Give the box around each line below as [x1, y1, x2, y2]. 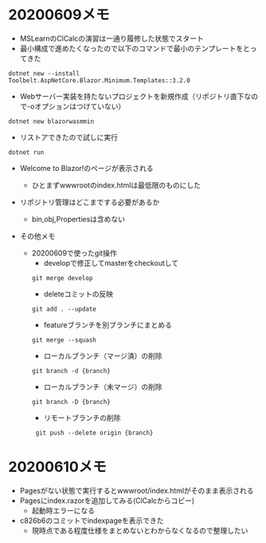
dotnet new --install [8, 69, 80, 77]
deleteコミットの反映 [43, 289, 114, 299]
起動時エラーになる [31, 505, 96, 515]
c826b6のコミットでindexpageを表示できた [19, 515, 164, 525]
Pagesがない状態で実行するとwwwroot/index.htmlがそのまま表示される [19, 486, 254, 495]
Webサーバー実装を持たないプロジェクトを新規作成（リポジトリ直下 [19, 91, 244, 101]
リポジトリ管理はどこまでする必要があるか [19, 197, 160, 207]
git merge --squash [31, 335, 97, 344]
